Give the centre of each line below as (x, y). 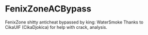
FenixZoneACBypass (48, 9)
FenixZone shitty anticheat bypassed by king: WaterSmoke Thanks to (74, 22)
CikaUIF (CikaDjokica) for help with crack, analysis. (56, 27)
